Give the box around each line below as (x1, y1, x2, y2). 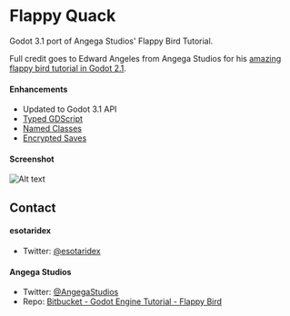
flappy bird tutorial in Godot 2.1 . (9, 63, 127, 74)
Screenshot (9, 153, 55, 164)
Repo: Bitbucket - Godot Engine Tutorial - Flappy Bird (22, 296, 223, 307)
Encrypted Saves (22, 133, 87, 143)
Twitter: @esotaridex (22, 245, 102, 256)
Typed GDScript (22, 114, 84, 124)
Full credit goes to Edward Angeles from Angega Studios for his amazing (9, 53, 282, 64)
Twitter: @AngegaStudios (22, 287, 119, 298)
